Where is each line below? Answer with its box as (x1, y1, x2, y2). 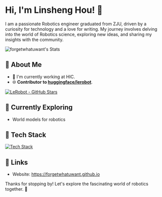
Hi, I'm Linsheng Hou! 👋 (5, 4, 103, 16)
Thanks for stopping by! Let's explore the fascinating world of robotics (5, 181, 149, 187)
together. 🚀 (5, 186, 28, 192)
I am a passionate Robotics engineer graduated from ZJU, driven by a (5, 21, 147, 27)
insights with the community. (5, 37, 64, 43)
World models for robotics (12, 116, 66, 122)
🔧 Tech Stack (5, 131, 46, 139)
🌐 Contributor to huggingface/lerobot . (12, 79, 93, 85)
